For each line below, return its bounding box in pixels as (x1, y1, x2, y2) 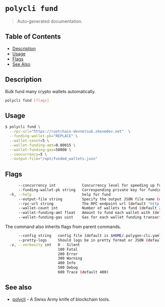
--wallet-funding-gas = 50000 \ (9, 147, 71, 152)
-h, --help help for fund (9, 192, 111, 197)
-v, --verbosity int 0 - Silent (9, 242, 80, 247)
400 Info (57, 260, 76, 266)
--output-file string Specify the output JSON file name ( (18, 197, 160, 202)
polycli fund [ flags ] (5, 98, 50, 103)
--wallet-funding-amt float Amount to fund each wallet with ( (18, 210, 155, 215)
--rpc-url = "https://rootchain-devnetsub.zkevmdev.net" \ (9, 129, 131, 134)
